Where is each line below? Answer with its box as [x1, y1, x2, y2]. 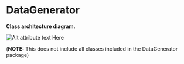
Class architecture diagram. [6, 23, 76, 30]
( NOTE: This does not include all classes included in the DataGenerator [6, 45, 178, 52]
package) [6, 51, 29, 58]
